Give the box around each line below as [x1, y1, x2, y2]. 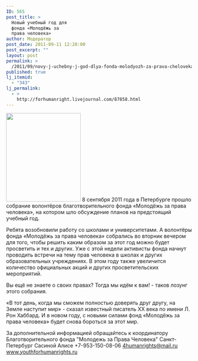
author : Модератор [6, 36, 51, 42]
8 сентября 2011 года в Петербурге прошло [81, 196, 192, 203]
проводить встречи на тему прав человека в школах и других [6, 251, 163, 258]
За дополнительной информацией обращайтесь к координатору [6, 329, 169, 336]
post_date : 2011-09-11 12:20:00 [6, 42, 85, 48]
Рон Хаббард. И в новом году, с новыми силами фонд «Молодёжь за [6, 311, 180, 319]
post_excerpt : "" [6, 47, 49, 53]
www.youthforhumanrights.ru [6, 348, 78, 355]
